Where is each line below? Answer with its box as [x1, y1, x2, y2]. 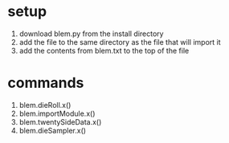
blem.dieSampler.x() [18, 125, 86, 135]
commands [7, 74, 84, 92]
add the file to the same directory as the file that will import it [18, 37, 222, 46]
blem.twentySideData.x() [18, 117, 102, 126]
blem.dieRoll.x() [18, 100, 72, 109]
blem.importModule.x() [18, 109, 96, 118]
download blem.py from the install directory [18, 29, 164, 38]
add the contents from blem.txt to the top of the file [18, 46, 190, 55]
